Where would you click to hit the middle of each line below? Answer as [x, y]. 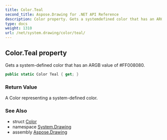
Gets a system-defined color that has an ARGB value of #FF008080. [75, 65]
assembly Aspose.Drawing [40, 132]
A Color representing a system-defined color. [51, 98]
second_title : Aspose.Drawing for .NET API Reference [62, 14]
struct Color [25, 122]
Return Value [21, 87]
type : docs [16, 24]
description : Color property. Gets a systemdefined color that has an [80, 19]
